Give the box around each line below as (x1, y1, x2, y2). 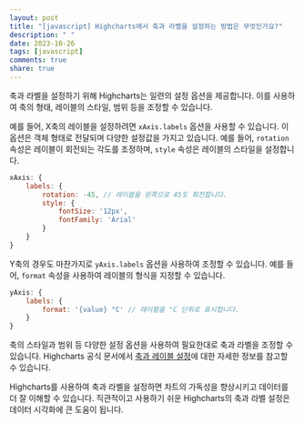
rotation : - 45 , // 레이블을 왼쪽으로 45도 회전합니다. (42, 190, 228, 199)
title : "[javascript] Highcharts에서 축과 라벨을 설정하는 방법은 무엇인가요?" (9, 22, 283, 31)
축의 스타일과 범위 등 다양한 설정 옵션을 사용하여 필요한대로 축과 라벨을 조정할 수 (9, 339, 294, 350)
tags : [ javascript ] (9, 47, 84, 56)
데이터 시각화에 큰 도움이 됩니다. (9, 404, 125, 415)
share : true (9, 65, 55, 74)
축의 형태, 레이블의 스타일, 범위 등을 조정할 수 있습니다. (18, 101, 213, 112)
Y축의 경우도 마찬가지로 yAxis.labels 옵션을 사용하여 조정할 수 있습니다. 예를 (9, 258, 285, 269)
